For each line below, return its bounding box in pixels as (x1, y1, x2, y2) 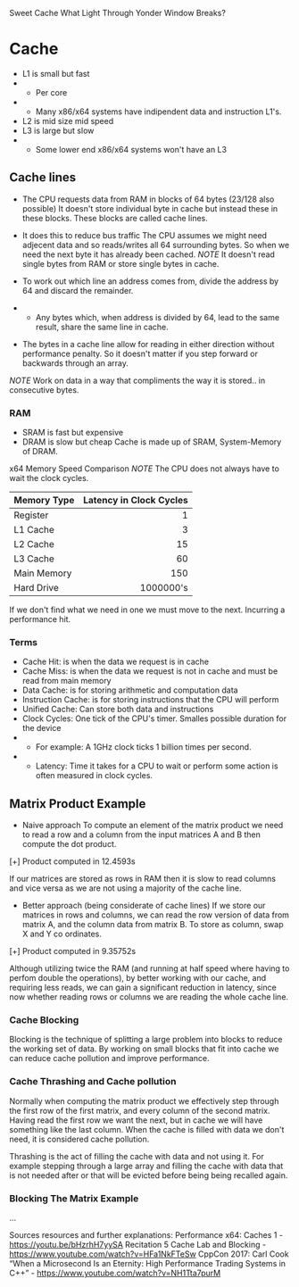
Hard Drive (13, 582, 60, 594)
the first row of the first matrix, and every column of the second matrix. (9, 1105, 270, 1116)
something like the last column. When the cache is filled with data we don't (9, 1124, 285, 1134)
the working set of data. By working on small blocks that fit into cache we (9, 1043, 279, 1054)
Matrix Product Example (9, 796, 146, 811)
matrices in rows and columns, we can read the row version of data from (21, 909, 290, 920)
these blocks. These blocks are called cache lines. (21, 212, 208, 223)
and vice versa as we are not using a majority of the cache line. (9, 883, 243, 893)
